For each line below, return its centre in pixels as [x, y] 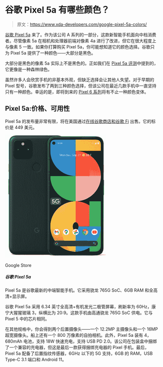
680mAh [14, 341]
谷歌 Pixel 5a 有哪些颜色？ [57, 10]
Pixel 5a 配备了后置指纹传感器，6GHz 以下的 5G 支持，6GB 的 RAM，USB [79, 353]
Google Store [18, 265]
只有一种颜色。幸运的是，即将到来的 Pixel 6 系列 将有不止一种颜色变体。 [77, 92]
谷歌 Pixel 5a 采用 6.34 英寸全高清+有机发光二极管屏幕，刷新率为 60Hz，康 [81, 306]
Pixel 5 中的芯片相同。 [27, 318]
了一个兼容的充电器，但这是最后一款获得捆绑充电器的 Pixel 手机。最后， [77, 347]
